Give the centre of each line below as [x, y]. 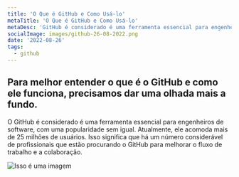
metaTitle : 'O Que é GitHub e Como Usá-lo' [73, 21]
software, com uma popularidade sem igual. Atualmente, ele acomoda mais [118, 129]
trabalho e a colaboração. [45, 152]
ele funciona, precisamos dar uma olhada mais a [117, 93]
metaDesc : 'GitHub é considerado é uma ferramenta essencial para [108, 27]
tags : [15, 47]
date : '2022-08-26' [36, 41]
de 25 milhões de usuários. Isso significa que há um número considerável [115, 136]
